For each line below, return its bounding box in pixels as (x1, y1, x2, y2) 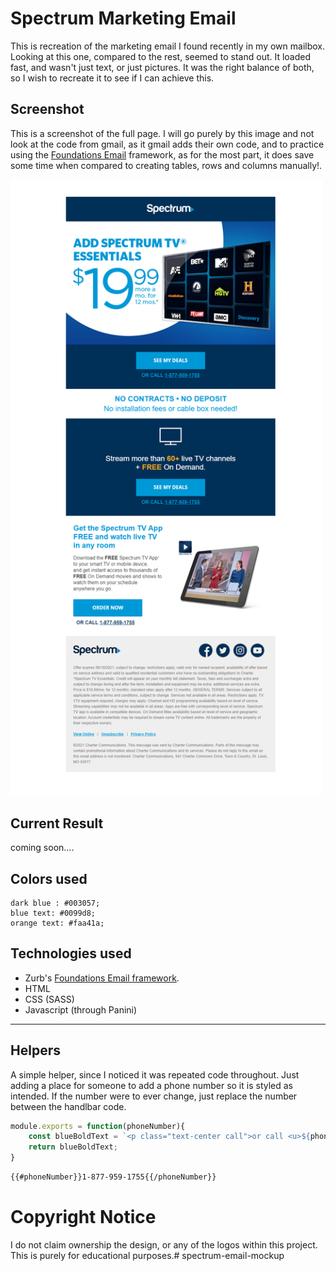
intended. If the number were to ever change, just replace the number (10, 1090, 298, 1102)
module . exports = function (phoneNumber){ (10, 1121, 186, 1131)
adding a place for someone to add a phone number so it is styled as (10, 1079, 293, 1091)
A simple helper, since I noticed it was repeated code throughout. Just (10, 1068, 300, 1081)
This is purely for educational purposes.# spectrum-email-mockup (10, 1249, 285, 1261)
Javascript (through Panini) (24, 1003, 138, 1016)
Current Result (10, 815, 104, 832)
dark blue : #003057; (10, 898, 101, 908)
